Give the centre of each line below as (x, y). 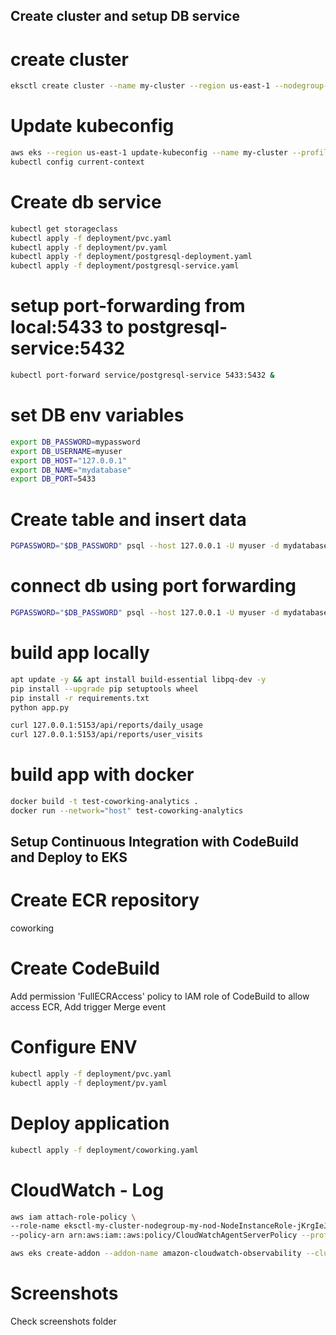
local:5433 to (67, 327)
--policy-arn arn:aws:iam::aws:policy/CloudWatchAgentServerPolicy (154, 1235)
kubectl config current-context (77, 162)
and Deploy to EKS (69, 857)
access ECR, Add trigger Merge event (88, 1007)
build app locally (80, 653)
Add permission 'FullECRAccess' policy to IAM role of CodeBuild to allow (160, 996)
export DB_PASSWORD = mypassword (75, 442)
